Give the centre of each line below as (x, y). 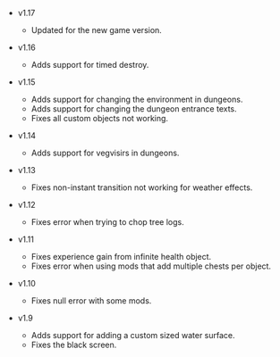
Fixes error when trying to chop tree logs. (108, 222)
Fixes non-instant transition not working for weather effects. (142, 187)
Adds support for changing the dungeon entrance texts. (134, 109)
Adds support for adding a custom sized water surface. (133, 335)
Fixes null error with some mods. (91, 301)
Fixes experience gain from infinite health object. (121, 257)
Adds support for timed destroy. (90, 65)
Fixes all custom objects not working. (99, 118)
